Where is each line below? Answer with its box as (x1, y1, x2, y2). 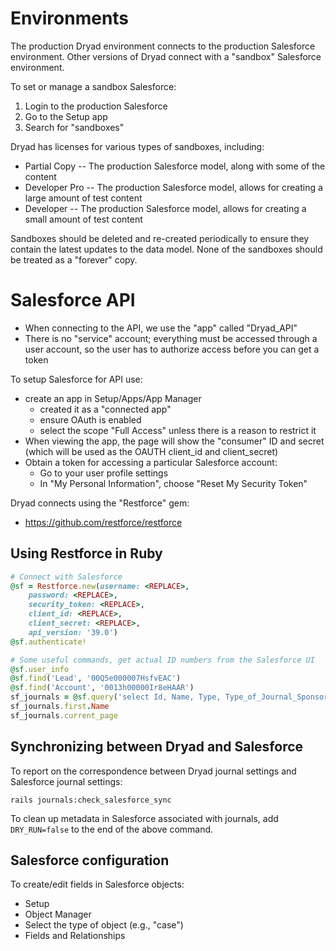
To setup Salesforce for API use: (10, 373, 143, 385)
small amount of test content (24, 213, 143, 225)
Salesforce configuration (10, 852, 170, 869)
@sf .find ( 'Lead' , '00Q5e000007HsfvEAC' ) (10, 673, 182, 684)
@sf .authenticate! (10, 637, 87, 647)
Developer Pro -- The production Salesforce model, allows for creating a (24, 181, 323, 193)
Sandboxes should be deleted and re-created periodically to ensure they (10, 232, 310, 244)
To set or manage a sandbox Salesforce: (10, 80, 177, 92)
